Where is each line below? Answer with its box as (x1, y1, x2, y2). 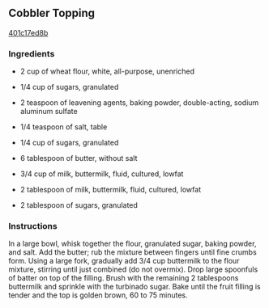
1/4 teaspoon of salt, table (19, 122, 108, 132)
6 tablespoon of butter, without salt (19, 154, 138, 163)
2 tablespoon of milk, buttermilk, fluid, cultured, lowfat (19, 185, 201, 195)
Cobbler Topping (8, 6, 96, 20)
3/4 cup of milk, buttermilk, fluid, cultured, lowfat (19, 169, 184, 179)
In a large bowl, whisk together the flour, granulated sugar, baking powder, (8, 238, 257, 249)
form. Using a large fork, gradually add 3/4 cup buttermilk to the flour (8, 256, 240, 266)
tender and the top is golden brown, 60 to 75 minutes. (8, 290, 188, 300)
